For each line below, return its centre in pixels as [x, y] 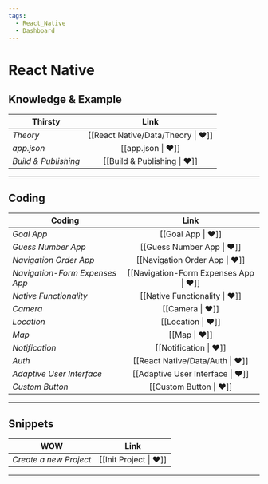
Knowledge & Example [65, 99]
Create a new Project [52, 460]
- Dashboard [35, 30]
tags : [17, 16]
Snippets [31, 424]
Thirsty [46, 122]
